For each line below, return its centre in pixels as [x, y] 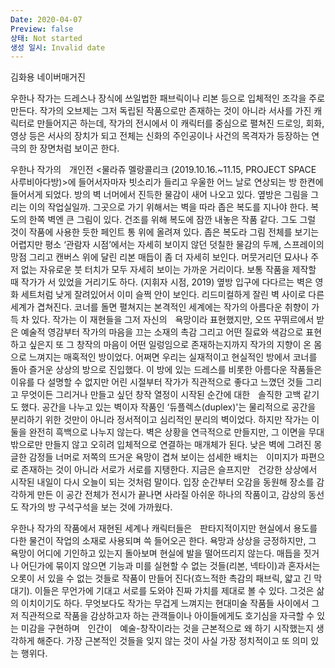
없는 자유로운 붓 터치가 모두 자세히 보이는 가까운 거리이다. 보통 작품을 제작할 [168, 270]
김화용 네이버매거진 [48, 77]
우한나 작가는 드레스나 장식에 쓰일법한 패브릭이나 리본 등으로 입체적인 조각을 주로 [168, 98]
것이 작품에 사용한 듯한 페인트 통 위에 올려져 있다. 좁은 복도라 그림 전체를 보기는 [165, 232]
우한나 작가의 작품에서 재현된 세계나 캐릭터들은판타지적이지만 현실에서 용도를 [164, 528]
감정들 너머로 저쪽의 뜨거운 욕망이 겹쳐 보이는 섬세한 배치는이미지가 [163, 457]
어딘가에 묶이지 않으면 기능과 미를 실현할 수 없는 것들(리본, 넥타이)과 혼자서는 [170, 566]
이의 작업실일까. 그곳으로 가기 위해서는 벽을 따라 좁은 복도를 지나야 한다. [168, 207]
